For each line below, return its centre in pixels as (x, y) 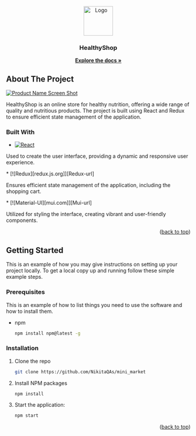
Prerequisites (25, 292)
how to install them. (30, 311)
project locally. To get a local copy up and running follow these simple (90, 271)
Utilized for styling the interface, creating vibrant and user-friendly (86, 214)
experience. (20, 163)
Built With (20, 132)
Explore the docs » (98, 60)
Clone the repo (32, 361)
